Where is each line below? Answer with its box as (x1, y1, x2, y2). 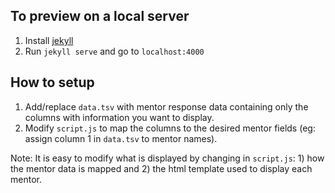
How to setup (10, 74, 95, 91)
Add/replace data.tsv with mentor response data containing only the (24, 100, 309, 113)
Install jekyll (24, 34, 74, 46)
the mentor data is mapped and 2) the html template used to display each (10, 162, 313, 174)
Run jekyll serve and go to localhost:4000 (24, 45, 205, 57)
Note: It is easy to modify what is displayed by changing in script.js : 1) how (10, 152, 325, 164)
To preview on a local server (10, 8, 190, 25)
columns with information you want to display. (24, 111, 215, 123)
